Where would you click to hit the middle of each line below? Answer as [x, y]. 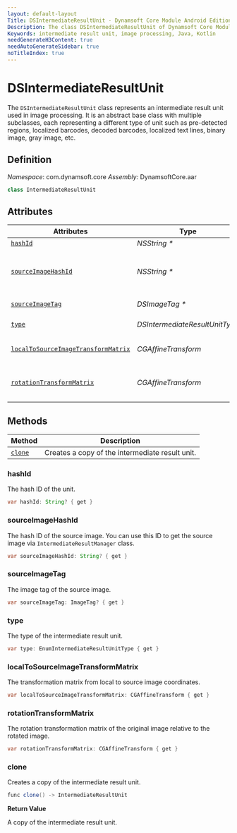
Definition [29, 160]
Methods [28, 421]
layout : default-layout [42, 14]
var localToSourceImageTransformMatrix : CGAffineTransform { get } [109, 695]
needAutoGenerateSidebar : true [53, 47]
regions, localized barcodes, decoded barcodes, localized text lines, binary [116, 130]
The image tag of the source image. [59, 589]
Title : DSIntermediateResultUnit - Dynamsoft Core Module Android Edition [120, 20]
